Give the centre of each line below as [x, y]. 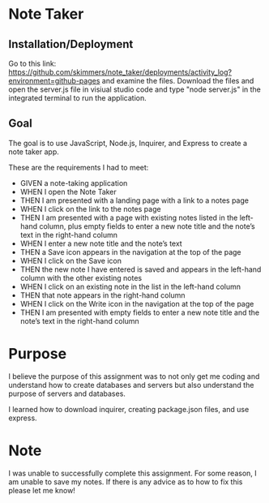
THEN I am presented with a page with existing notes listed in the [129, 217]
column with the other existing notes [81, 277]
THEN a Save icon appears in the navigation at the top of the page [130, 251]
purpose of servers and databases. [67, 393]
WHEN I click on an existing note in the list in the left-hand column [130, 286]
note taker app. [34, 152]
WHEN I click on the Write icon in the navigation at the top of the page [137, 303]
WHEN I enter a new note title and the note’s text [101, 243]
